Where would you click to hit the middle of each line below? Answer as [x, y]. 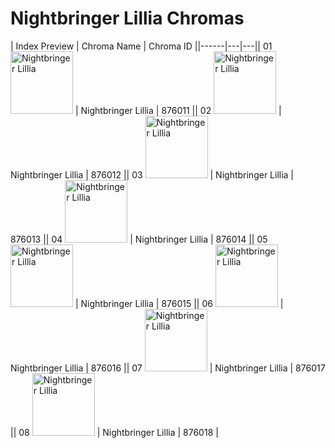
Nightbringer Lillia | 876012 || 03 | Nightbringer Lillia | [152, 174]
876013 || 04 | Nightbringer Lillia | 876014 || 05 [139, 239]
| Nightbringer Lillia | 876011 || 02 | [178, 110]
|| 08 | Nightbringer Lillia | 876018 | [114, 432]
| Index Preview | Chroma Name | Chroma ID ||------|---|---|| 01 [141, 46]
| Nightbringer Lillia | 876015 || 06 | [179, 303]
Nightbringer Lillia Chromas [127, 18]
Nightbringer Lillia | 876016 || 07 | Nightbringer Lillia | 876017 [168, 368]
